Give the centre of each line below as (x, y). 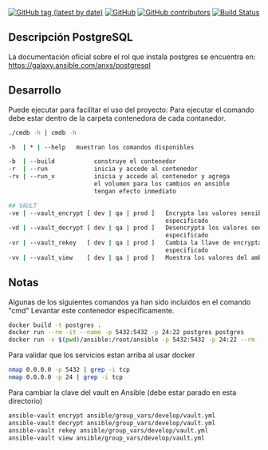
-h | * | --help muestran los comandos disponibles (101, 147)
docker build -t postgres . (55, 325)
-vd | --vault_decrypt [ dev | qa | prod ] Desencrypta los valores (128, 228)
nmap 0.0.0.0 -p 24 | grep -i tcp (66, 377)
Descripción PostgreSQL (71, 37)
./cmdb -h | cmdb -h (43, 133)
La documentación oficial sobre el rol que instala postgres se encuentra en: (132, 57)
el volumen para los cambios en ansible (162, 184)
